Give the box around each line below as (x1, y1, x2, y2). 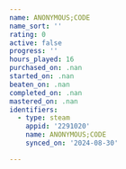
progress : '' (9, 47, 58, 56)
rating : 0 (9, 30, 47, 39)
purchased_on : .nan (9, 64, 83, 73)
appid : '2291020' (25, 122, 91, 131)
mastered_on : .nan (9, 96, 78, 106)
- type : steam (17, 113, 70, 122)
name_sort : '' (9, 22, 63, 31)
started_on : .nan (9, 72, 75, 81)
